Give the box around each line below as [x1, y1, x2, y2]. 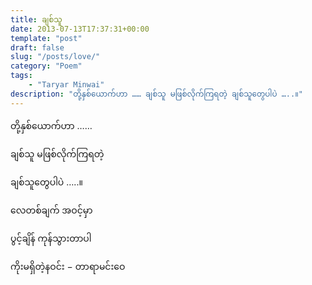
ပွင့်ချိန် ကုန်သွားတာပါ [10, 232, 92, 244]
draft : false [10, 42, 65, 53]
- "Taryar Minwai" [28, 80, 105, 90]
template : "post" [10, 33, 83, 43]
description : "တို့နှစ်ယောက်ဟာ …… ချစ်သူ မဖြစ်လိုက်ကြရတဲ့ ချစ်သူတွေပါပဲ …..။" [10, 89, 303, 99]
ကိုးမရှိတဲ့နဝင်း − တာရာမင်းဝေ [10, 260, 126, 272]
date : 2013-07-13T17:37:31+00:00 [10, 24, 150, 34]
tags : [10, 71, 33, 81]
